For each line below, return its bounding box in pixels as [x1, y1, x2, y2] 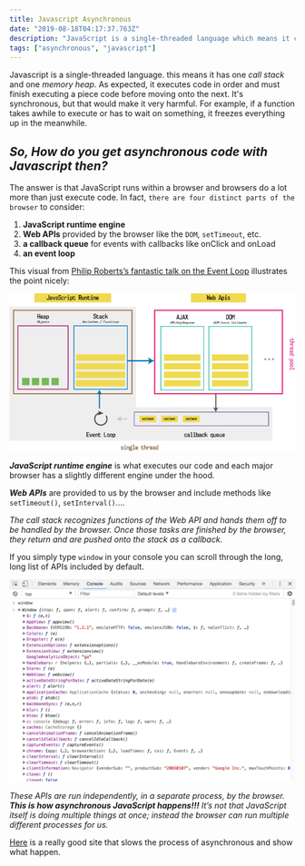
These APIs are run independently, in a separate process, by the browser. [9, 790, 286, 801]
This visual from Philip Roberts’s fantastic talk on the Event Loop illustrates [9, 266, 288, 277]
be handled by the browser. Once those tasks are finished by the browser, [9, 525, 287, 536]
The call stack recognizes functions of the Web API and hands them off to [9, 515, 288, 526]
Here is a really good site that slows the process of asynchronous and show [9, 836, 293, 848]
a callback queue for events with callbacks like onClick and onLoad [22, 239, 276, 250]
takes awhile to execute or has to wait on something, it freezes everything [9, 108, 286, 119]
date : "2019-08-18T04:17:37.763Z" [9, 24, 141, 34]
